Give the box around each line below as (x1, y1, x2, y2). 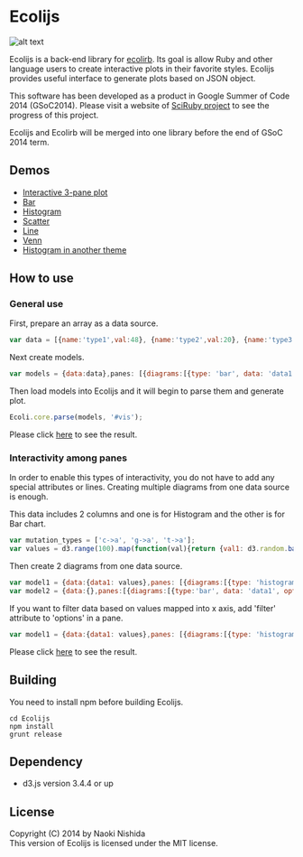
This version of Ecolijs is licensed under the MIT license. (9, 838, 218, 849)
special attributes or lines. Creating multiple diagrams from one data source (9, 481, 290, 493)
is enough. (9, 491, 49, 502)
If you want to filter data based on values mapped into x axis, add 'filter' (9, 602, 277, 613)
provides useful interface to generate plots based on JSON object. (9, 72, 256, 83)
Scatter (22, 215, 50, 227)
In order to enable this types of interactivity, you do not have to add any (9, 472, 275, 483)
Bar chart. (9, 518, 47, 529)
